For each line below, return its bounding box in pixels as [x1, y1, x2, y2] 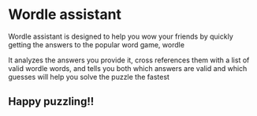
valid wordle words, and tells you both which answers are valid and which [8, 63, 248, 73]
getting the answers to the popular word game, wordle [8, 39, 185, 49]
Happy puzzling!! [8, 95, 95, 108]
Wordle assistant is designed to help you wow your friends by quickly [8, 32, 234, 41]
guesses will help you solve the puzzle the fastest [8, 72, 169, 81]
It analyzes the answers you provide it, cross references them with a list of [8, 55, 250, 65]
